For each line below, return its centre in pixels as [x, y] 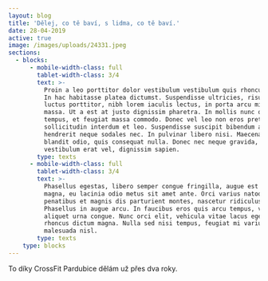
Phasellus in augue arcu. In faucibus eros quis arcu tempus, [149, 208]
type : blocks [44, 246]
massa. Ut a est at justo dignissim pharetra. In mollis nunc [149, 113]
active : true [30, 38]
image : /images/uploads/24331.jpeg [67, 46]
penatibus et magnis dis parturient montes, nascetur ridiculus [153, 201]
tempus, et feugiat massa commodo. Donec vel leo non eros [144, 120]
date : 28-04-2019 [37, 30]
